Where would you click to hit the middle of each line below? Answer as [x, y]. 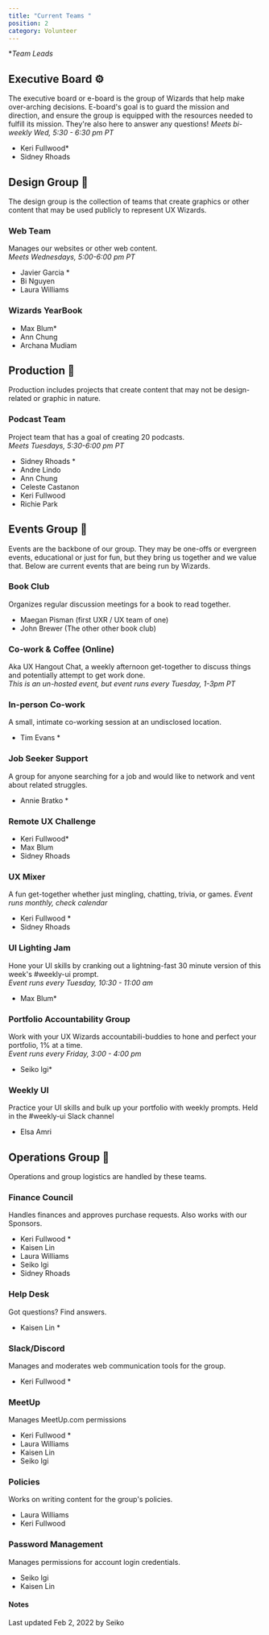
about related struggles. [48, 784]
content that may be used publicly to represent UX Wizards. [108, 210]
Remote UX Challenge [52, 821]
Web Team [30, 230]
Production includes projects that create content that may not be [116, 390]
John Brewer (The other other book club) [88, 628]
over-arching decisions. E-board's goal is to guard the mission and [119, 107]
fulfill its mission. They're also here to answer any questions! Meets [120, 124]
